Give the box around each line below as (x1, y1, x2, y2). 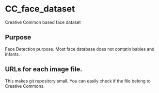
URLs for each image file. (5, 65, 82, 73)
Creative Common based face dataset (5, 19, 81, 25)
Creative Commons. (5, 83, 45, 89)
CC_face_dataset (5, 3, 75, 14)
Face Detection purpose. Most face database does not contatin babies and (5, 46, 155, 52)
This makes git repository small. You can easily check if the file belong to (5, 78, 151, 84)
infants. (5, 51, 20, 57)
